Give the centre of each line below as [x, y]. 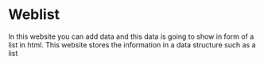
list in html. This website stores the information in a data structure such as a [132, 44]
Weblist [34, 15]
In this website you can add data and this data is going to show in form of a [131, 36]
